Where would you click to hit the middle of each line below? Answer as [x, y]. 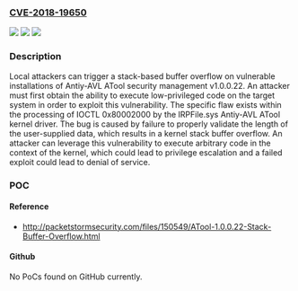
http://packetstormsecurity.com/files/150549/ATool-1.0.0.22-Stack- [147, 226]
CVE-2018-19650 [48, 13]
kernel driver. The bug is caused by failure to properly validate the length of [149, 124]
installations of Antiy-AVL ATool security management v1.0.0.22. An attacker [149, 85]
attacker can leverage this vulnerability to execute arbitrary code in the [140, 143]
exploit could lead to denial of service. [80, 162]
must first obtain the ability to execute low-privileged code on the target [142, 95]
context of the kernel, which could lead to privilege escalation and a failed [146, 152]
